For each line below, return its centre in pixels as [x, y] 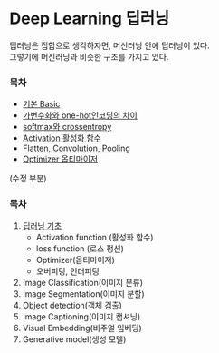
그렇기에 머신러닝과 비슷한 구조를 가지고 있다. [89, 56]
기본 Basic [41, 104]
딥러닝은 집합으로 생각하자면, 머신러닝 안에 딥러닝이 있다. [109, 45]
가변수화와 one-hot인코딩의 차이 [80, 115]
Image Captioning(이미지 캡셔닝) [81, 316]
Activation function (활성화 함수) [95, 237]
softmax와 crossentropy [67, 127]
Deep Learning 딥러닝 [90, 19]
